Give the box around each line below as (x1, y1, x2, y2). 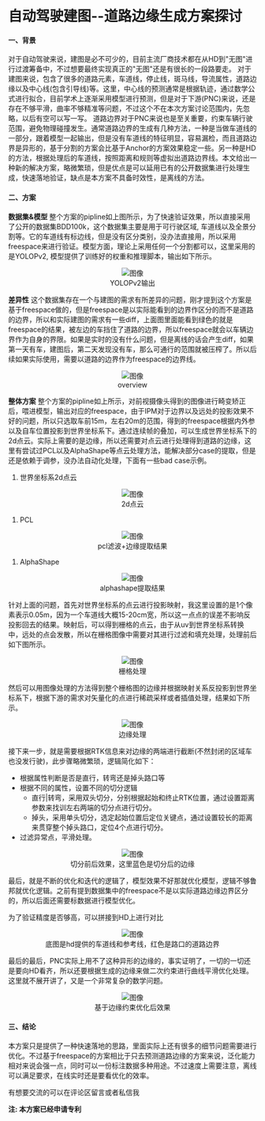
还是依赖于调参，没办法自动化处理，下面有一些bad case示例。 (8, 456, 211, 465)
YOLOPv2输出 (110, 278, 155, 287)
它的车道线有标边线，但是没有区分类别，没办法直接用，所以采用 (28, 231, 237, 241)
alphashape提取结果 (99, 583, 166, 593)
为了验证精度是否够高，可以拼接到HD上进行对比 (8, 912, 164, 922)
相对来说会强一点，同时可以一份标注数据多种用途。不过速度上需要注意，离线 (8, 1061, 257, 1070)
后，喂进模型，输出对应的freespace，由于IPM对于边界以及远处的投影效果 (8, 406, 248, 415)
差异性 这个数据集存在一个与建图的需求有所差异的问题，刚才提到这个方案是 (8, 294, 252, 305)
